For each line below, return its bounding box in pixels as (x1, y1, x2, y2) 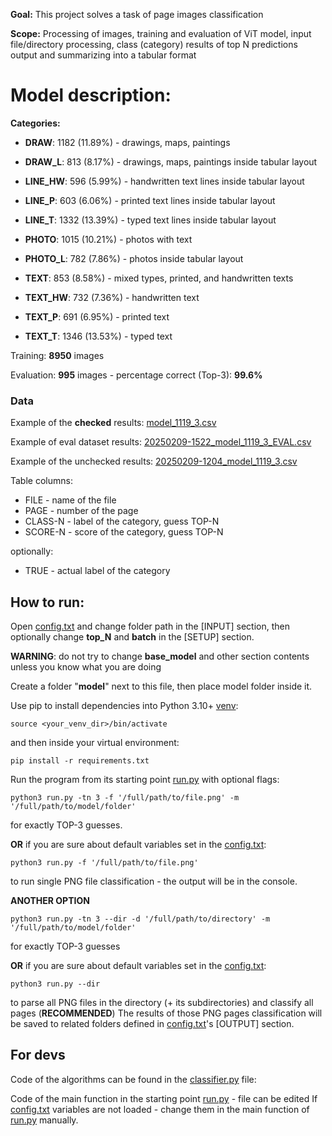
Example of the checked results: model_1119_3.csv (10, 417, 217, 429)
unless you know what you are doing (10, 661, 162, 673)
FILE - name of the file (24, 494, 117, 506)
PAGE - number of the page (24, 505, 139, 517)
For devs (10, 1047, 66, 1064)
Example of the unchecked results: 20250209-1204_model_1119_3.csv (10, 455, 298, 468)
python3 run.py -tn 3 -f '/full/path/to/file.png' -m (10, 793, 240, 803)
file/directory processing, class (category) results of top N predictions (10, 39, 298, 50)
